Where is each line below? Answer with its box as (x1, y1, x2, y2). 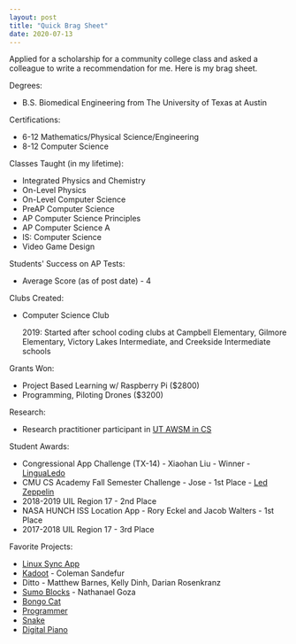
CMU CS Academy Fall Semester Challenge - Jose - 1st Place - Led (21, 477, 268, 488)
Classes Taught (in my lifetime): (9, 159, 124, 169)
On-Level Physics (21, 185, 87, 196)
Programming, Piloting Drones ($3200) (21, 390, 163, 400)
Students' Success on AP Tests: (9, 259, 125, 269)
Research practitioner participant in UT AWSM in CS (21, 424, 212, 435)
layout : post (9, 12, 57, 22)
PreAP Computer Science (21, 204, 115, 214)
